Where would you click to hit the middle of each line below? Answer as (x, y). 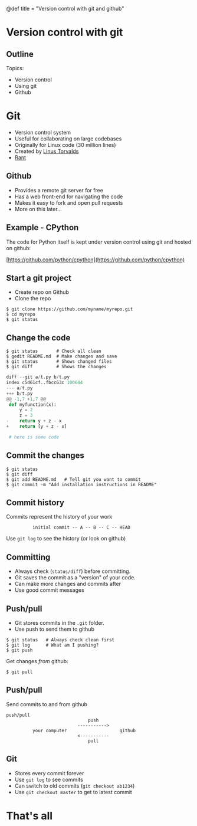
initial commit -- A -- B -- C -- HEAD (81, 527)
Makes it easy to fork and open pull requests (69, 202)
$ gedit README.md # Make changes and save (62, 356)
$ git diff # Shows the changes (57, 367)
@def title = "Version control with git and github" (65, 9)
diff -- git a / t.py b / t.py (38, 377)
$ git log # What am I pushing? (52, 645)
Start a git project (39, 278)
